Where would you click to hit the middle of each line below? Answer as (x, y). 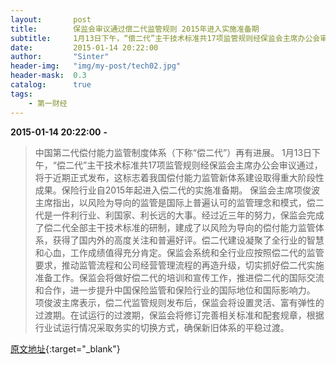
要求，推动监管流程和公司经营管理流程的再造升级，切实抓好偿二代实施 (179, 265)
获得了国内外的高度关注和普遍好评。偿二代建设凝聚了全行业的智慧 (188, 240)
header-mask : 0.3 (48, 76)
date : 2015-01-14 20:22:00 (84, 47)
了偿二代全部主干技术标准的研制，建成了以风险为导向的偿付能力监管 (175, 227)
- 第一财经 (48, 103)
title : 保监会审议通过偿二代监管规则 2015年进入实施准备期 (135, 29)
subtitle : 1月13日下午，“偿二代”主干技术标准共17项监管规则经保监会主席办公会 (165, 38)
